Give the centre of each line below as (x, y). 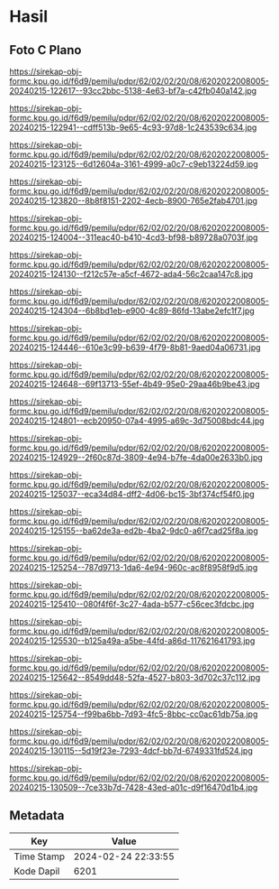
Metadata (37, 815)
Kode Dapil (37, 871)
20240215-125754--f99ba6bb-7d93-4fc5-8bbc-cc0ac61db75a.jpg (134, 714)
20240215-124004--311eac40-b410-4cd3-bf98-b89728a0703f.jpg (134, 237)
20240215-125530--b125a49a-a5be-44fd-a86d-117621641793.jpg (132, 641)
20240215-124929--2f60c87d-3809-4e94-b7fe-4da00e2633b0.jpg (136, 457)
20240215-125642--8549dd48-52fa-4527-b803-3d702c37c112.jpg (135, 677)
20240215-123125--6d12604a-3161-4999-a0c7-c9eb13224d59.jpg (134, 164)
